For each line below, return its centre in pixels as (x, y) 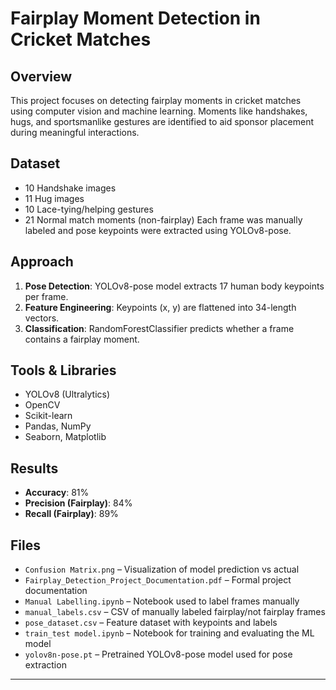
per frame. (46, 296)
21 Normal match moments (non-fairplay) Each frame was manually (163, 219)
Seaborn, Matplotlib (65, 437)
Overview (41, 76)
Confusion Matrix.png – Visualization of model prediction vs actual (162, 569)
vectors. (42, 318)
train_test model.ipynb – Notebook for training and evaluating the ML (169, 633)
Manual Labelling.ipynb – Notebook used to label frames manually (162, 601)
